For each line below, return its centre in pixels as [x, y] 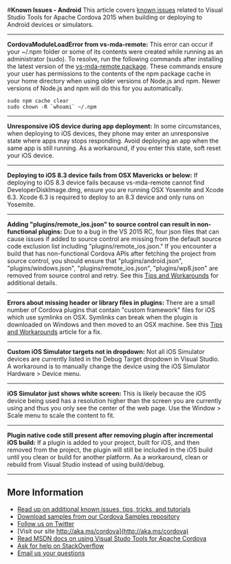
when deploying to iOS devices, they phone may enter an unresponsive [108, 133]
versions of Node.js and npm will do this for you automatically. [95, 88]
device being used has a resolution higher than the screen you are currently [114, 401]
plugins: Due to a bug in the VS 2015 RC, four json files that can [129, 231]
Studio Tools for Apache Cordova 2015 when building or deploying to [105, 17]
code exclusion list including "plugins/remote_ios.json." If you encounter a [112, 246]
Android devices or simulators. [51, 24]
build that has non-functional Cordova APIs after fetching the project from [112, 253]
